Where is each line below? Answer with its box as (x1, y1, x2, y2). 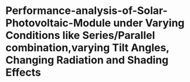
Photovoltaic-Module (5, 16, 111, 30)
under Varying (113, 16, 185, 30)
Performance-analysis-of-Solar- (5, 4, 168, 17)
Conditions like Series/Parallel (5, 29, 155, 42)
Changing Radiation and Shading (5, 54, 169, 67)
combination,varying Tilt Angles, (5, 41, 169, 55)
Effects (5, 66, 42, 79)
